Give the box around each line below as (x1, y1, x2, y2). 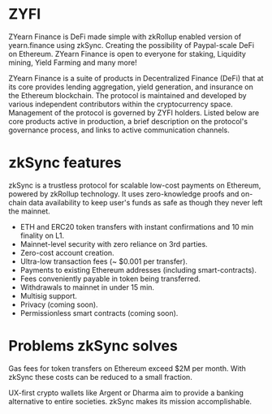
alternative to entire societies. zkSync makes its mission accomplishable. (8, 396, 253, 406)
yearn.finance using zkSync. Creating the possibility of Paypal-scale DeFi (8, 40, 254, 50)
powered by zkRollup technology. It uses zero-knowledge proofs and (8, 188, 240, 199)
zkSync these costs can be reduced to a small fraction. (8, 372, 192, 382)
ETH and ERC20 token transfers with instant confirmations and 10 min (19, 222, 254, 231)
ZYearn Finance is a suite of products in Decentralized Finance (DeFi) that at (8, 73, 264, 83)
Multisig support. (19, 291, 77, 300)
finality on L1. (19, 231, 65, 240)
